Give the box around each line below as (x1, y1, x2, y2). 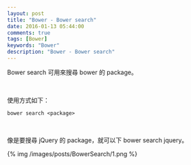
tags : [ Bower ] (7, 36, 48, 43)
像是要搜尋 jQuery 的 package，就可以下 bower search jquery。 (7, 135, 188, 144)
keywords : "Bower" (7, 42, 60, 49)
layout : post (7, 10, 45, 17)
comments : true (7, 29, 51, 36)
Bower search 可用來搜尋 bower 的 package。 (7, 68, 137, 76)
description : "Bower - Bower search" (7, 49, 115, 56)
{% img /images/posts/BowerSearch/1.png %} (7, 149, 138, 158)
